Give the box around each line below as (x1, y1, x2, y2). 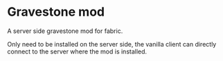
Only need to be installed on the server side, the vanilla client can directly (7, 40, 217, 48)
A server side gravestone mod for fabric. (7, 27, 123, 35)
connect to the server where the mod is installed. (7, 47, 148, 56)
